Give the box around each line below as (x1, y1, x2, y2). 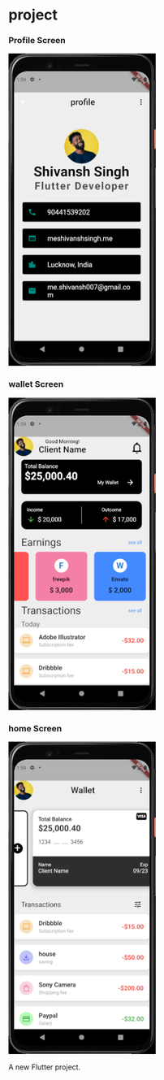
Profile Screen (8, 35, 67, 46)
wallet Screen (8, 379, 64, 390)
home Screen (8, 722, 63, 734)
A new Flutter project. (8, 1062, 81, 1072)
